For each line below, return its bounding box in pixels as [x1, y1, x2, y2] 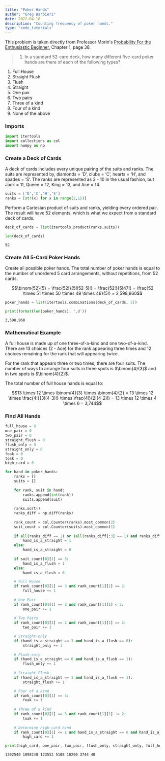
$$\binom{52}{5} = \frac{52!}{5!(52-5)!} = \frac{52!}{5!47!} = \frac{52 [11, 285, 154, 291]
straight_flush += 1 [23, 680, 65, 685]
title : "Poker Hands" [5, 7, 50, 12]
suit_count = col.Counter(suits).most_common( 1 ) [14, 524, 115, 529]
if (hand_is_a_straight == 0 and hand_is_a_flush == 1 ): [14, 657, 133, 662]
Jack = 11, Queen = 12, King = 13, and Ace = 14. [5, 182, 101, 188]
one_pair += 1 [23, 607, 52, 612]
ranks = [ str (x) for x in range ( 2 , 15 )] [5, 196, 87, 201]
